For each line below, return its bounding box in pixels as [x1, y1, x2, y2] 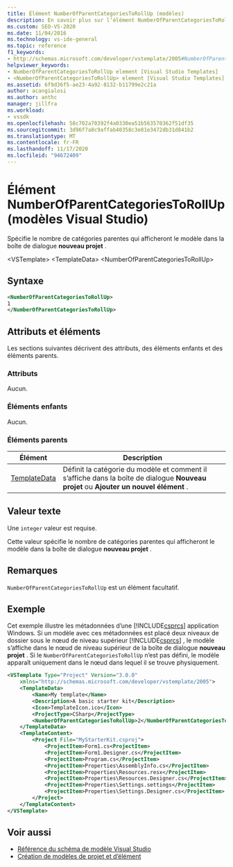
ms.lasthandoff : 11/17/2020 [7, 146, 89, 153]
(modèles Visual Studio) [7, 212, 149, 228]
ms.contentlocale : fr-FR [7, 139, 79, 146]
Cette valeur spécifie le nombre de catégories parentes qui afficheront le [7, 537, 215, 545]
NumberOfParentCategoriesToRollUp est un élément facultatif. [7, 583, 180, 592]
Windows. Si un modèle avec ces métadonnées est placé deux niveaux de [7, 629, 220, 637]
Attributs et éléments [7, 325, 101, 337]
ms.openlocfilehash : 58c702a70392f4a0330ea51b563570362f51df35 [7, 119, 194, 127]
